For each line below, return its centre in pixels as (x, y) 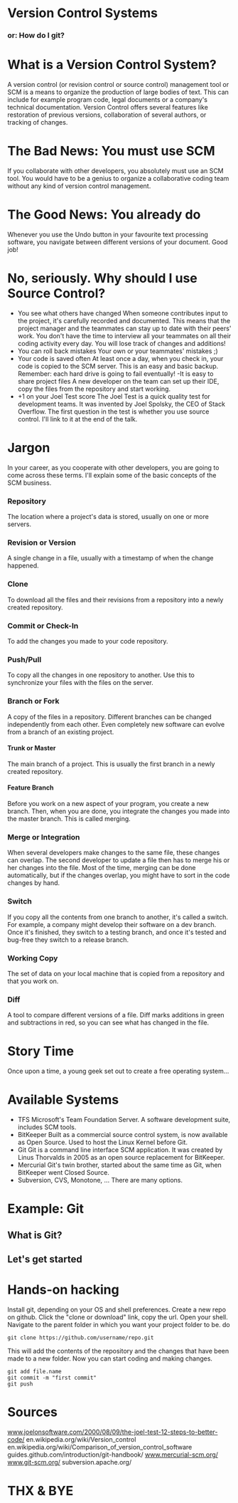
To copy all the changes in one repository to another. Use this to (101, 675)
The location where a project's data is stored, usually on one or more (108, 517)
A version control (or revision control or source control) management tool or (118, 85)
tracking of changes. (38, 122)
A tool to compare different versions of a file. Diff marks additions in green (116, 1015)
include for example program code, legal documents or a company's (108, 100)
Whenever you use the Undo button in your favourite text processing (108, 234)
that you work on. (33, 981)
